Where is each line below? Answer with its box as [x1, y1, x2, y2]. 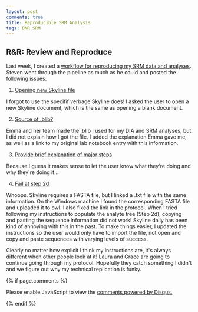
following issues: [6, 75, 47, 83]
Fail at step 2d [14, 180, 49, 188]
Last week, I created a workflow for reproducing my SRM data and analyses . [6, 63, 192, 70]
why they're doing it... [6, 169, 59, 176]
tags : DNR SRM [6, 25, 41, 31]
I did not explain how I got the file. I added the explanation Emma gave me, [6, 133, 187, 140]
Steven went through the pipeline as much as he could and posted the [6, 69, 176, 76]
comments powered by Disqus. [97, 288, 173, 295]
